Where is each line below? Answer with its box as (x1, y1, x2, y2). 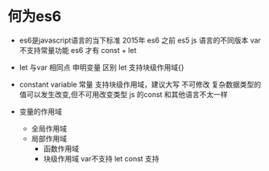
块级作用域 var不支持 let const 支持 (43, 153, 159, 163)
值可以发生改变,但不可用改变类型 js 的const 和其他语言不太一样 (19, 89, 229, 99)
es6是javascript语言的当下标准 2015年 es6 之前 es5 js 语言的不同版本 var (19, 35, 261, 45)
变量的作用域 (19, 106, 62, 116)
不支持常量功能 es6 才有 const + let (19, 45, 137, 55)
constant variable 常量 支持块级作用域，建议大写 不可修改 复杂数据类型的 (19, 79, 262, 89)
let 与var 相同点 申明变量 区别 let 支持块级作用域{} (19, 62, 184, 72)
